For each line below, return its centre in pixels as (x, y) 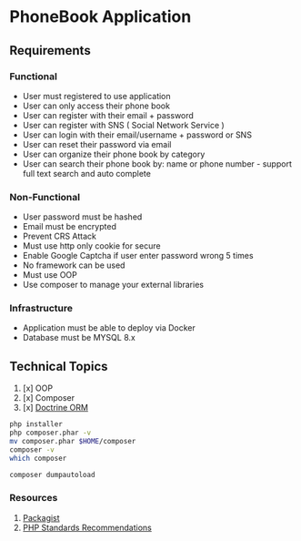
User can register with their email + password (108, 115)
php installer (36, 424)
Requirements (50, 51)
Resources (34, 498)
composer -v (32, 449)
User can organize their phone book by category (114, 154)
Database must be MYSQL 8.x (79, 338)
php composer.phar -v (50, 433)
